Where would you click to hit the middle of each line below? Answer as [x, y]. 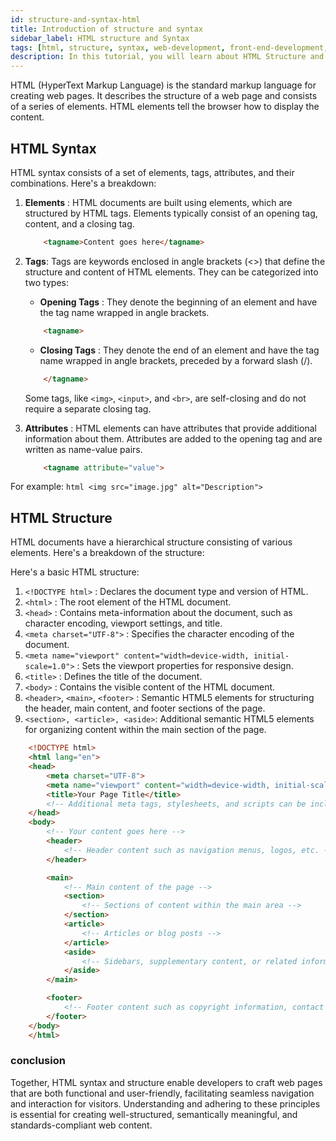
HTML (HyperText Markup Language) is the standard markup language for [163, 85]
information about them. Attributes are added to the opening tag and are [173, 438]
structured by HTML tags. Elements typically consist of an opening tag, [171, 213]
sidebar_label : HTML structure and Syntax [100, 38]
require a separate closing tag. [88, 408]
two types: [46, 282]
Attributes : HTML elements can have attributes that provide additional [170, 428]
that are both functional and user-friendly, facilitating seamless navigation [162, 1093]
